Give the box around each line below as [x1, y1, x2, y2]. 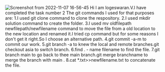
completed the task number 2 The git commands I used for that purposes [5, 10, 155, 16]
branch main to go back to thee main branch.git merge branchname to [5, 52, 148, 58]
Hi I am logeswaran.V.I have [89, 5, 147, 10]
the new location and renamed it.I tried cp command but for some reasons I [5, 31, 159, 36]
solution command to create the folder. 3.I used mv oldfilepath [5, 20, 132, 26]
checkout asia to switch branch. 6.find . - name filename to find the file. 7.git [5, 47, 160, 52]
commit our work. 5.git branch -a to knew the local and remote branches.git [5, 41, 159, 47]
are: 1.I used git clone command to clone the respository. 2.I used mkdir [5, 15, 151, 21]
